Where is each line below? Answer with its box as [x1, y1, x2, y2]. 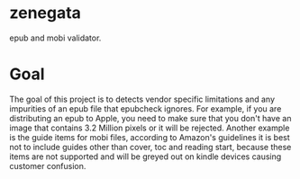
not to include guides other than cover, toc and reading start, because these [9, 141, 292, 152]
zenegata [9, 3, 81, 23]
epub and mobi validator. [9, 32, 102, 43]
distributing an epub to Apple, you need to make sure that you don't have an [9, 112, 292, 123]
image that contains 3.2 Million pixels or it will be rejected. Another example [9, 122, 290, 133]
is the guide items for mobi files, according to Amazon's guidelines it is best [9, 131, 290, 142]
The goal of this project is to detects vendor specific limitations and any [9, 94, 276, 104]
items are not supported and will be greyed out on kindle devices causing [9, 151, 282, 162]
